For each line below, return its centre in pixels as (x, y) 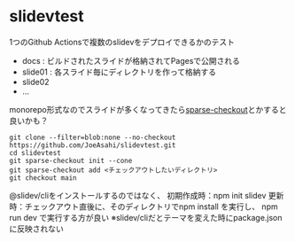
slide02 (36, 82)
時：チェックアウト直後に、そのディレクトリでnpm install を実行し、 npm (144, 207)
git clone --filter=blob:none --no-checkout (93, 137)
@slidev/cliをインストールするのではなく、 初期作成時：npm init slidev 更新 (147, 195)
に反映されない (36, 229)
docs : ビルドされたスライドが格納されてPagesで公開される (131, 60)
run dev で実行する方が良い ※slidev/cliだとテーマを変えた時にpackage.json (146, 217)
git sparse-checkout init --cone (71, 160)
